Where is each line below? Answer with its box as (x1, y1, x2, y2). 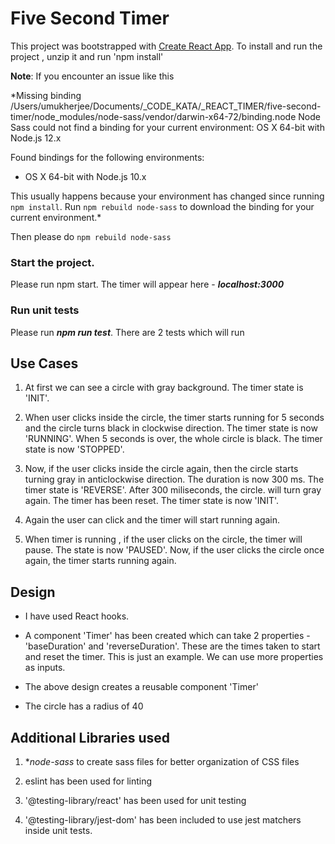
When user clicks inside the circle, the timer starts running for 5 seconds (24, 412, 325, 424)
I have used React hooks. (24, 610, 130, 622)
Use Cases (10, 355, 79, 372)
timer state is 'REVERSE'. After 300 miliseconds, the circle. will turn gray (24, 484, 322, 496)
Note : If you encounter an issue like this (10, 70, 175, 82)
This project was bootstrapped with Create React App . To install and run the (10, 40, 323, 52)
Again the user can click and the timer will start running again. (24, 514, 281, 526)
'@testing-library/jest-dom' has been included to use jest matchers (24, 813, 302, 826)
